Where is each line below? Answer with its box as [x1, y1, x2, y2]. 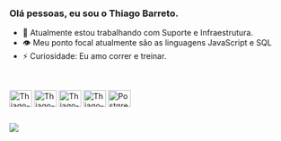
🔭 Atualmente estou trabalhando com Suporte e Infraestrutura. [22, 28, 254, 38]
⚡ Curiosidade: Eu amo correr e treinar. [22, 51, 167, 62]
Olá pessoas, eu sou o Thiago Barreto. [9, 7, 180, 20]
